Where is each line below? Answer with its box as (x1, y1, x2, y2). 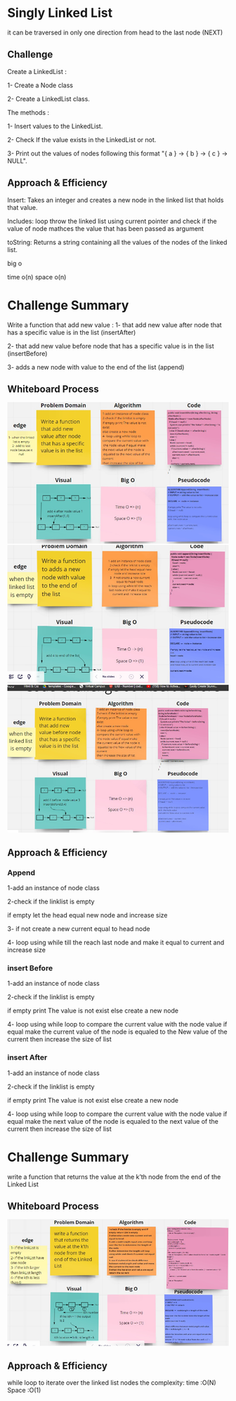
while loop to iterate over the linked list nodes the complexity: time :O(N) (7, 1378, 216, 1387)
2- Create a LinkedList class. (7, 94, 90, 103)
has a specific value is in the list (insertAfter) (7, 328, 136, 336)
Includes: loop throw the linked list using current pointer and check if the (7, 217, 217, 225)
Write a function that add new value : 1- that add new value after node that (7, 320, 223, 329)
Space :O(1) (7, 1386, 41, 1395)
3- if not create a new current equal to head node (7, 924, 150, 933)
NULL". (7, 156, 27, 165)
